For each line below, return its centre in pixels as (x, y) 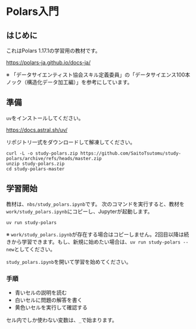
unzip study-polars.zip (36, 164)
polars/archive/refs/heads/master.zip (54, 158)
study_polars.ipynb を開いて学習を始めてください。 (69, 261)
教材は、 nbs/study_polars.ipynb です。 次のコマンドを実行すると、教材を (95, 204)
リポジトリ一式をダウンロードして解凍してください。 (71, 142)
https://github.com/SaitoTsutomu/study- (131, 153)
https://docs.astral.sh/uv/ (37, 130)
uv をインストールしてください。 (45, 118)
